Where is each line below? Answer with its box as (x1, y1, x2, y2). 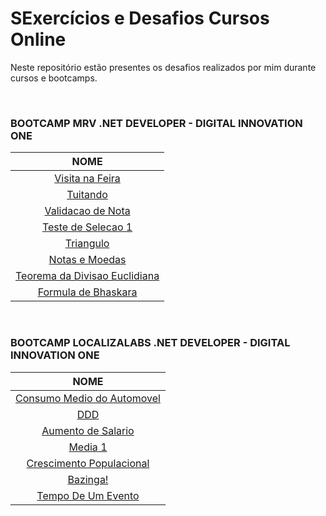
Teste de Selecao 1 (41, 220, 133, 234)
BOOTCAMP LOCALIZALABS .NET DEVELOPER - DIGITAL (10, 336, 291, 350)
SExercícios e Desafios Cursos (10, 7, 270, 30)
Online (10, 28, 67, 51)
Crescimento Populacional (26, 456, 150, 470)
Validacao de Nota (44, 204, 131, 218)
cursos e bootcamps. (10, 72, 98, 84)
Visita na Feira (54, 172, 121, 186)
